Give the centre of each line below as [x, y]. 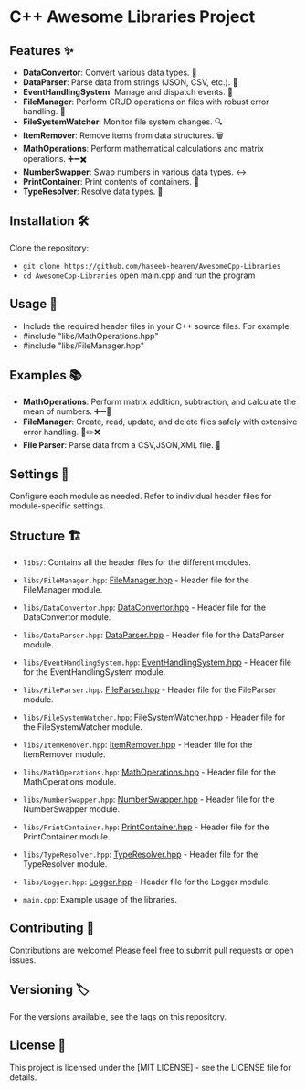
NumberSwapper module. [71, 809]
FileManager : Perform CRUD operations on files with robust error [146, 102]
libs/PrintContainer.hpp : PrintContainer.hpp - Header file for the [146, 827]
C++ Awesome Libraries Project [132, 17]
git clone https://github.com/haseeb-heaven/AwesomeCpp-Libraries [152, 266]
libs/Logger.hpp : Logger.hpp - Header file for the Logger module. [147, 882]
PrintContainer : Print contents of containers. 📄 [111, 182]
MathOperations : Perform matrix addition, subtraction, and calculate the [159, 402]
